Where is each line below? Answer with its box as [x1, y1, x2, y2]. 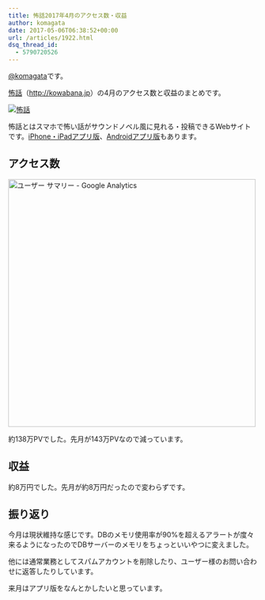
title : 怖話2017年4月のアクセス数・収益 [8, 11, 127, 20]
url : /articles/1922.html [8, 33, 93, 42]
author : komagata [8, 19, 66, 27]
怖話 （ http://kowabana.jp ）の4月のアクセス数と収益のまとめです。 [8, 88, 225, 97]
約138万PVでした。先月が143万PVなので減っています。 [8, 434, 187, 444]
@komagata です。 [8, 71, 67, 80]
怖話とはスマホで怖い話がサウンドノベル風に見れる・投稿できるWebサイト [8, 122, 252, 131]
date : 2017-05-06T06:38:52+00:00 [8, 26, 119, 34]
